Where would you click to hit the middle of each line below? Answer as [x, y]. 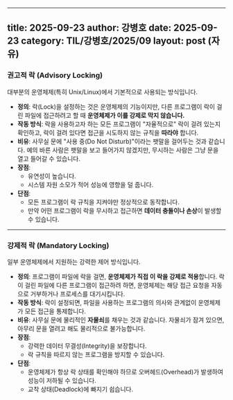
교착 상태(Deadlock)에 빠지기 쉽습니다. [80, 389]
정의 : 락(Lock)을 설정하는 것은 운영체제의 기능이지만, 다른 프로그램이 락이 [116, 106]
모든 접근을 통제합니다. [55, 311]
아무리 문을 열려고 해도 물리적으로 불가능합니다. [81, 328]
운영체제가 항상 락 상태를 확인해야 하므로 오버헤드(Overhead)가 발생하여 [126, 372]
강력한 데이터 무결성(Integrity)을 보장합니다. [87, 346]
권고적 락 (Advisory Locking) [55, 76]
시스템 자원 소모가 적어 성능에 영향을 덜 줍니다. [90, 184]
